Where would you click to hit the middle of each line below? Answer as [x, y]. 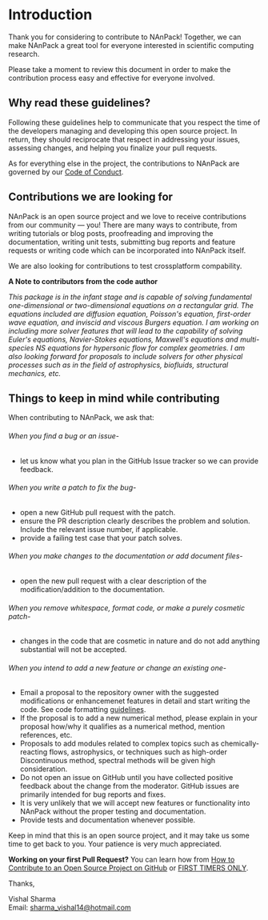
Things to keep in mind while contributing [114, 398]
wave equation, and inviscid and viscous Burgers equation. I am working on [134, 322]
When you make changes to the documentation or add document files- [126, 556]
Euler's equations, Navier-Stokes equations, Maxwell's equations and [123, 339]
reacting [34, 752]
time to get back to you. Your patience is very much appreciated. [115, 844]
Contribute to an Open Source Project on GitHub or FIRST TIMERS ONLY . [128, 868]
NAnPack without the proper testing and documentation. [113, 812]
